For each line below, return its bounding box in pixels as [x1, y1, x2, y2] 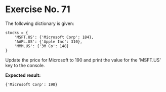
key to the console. [5, 62, 45, 68]
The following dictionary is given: [5, 20, 74, 26]
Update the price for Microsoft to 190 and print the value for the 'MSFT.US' [5, 57, 161, 63]
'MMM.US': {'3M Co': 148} [14, 43, 69, 49]
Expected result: [5, 72, 41, 78]
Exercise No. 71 [5, 4, 71, 15]
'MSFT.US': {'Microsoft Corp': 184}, [14, 35, 94, 40]
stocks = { [5, 30, 28, 35]
